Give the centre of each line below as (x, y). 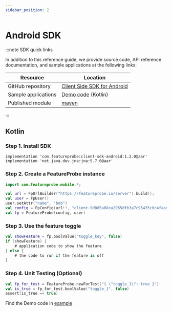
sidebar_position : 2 (27, 10)
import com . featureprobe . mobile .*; (43, 185)
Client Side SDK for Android (94, 86)
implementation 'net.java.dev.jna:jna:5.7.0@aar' (59, 161)
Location (95, 77)
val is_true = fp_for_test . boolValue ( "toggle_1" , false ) (67, 289)
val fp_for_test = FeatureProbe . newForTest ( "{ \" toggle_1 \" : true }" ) (82, 284)
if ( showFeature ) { (26, 241)
